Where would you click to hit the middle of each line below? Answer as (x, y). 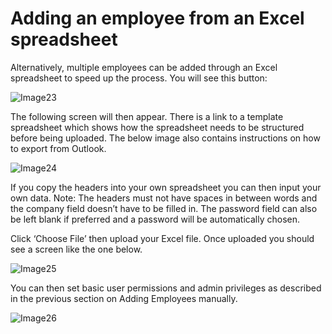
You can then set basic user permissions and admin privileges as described (166, 288)
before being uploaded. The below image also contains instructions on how (165, 138)
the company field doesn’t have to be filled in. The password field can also (164, 208)
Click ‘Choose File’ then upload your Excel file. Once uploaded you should (162, 238)
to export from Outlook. (58, 148)
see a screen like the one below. (76, 249)
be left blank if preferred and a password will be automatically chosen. (155, 219)
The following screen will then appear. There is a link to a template (147, 116)
